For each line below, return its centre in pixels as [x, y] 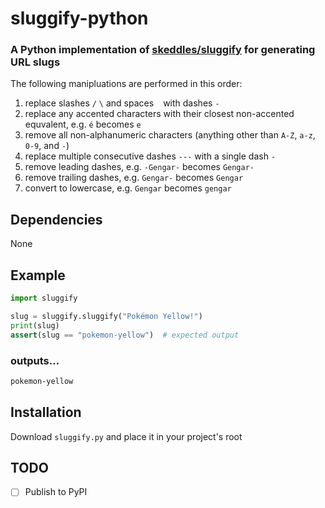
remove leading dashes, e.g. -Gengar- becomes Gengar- [139, 167]
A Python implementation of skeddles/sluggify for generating [163, 50]
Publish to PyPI [56, 492]
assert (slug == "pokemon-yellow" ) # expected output [125, 335]
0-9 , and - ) [47, 146]
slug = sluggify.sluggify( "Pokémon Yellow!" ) [106, 316]
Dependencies [56, 219]
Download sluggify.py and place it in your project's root [126, 436]
